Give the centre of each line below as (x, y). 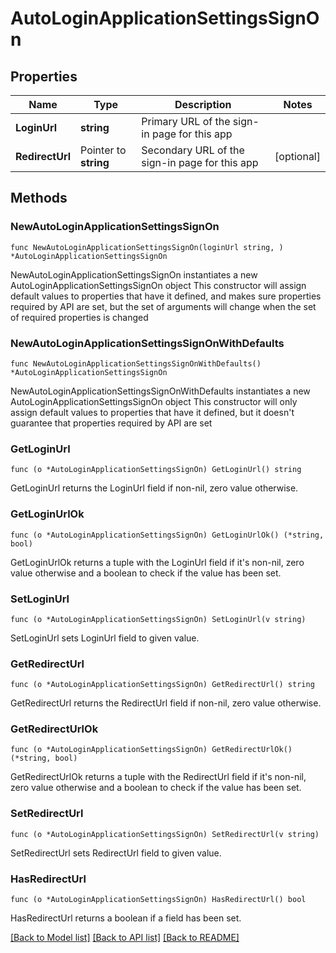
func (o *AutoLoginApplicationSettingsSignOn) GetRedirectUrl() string (162, 685)
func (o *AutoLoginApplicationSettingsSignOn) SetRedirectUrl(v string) (165, 834)
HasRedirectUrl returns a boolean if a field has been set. (126, 918)
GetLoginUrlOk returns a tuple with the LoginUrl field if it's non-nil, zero (157, 562)
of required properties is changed (79, 317)
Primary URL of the (186, 121)
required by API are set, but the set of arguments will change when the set (163, 306)
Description (203, 104)
